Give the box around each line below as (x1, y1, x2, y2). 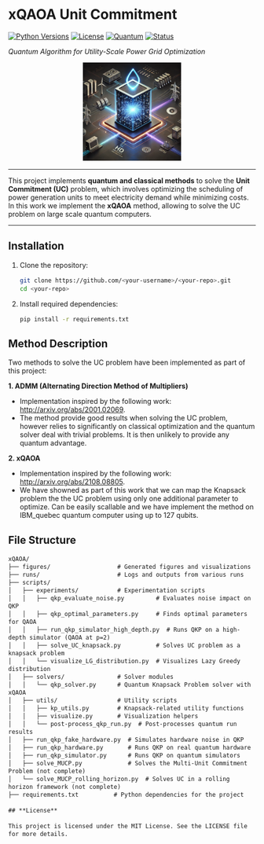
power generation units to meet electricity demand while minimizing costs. (8, 193, 249, 202)
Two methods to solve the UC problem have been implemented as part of (8, 358, 246, 367)
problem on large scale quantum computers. (8, 209, 152, 218)
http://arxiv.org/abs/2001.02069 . (19, 405, 126, 414)
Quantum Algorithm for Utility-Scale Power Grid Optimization (8, 46, 206, 56)
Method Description (8, 336, 108, 350)
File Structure (8, 533, 76, 547)
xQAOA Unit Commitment (8, 6, 178, 24)
